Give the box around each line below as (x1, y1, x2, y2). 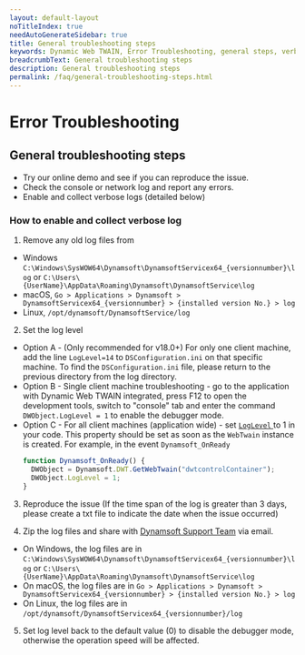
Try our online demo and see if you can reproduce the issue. (22, 172, 250, 183)
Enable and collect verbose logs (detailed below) (22, 191, 206, 202)
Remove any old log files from (22, 235, 134, 246)
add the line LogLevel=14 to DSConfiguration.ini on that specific (22, 352, 263, 363)
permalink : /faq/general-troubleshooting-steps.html (9, 73, 213, 82)
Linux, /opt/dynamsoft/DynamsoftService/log (22, 307, 191, 318)
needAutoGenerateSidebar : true (9, 30, 128, 39)
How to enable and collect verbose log (9, 214, 182, 227)
